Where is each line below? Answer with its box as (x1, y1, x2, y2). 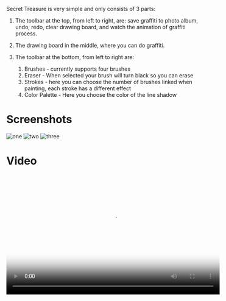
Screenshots (6, 113, 72, 127)
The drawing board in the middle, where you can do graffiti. (15, 42, 165, 49)
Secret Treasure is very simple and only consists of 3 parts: (6, 5, 156, 12)
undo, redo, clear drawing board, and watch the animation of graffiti (15, 24, 186, 30)
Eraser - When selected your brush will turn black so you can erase (24, 72, 194, 79)
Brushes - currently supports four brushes (24, 65, 131, 73)
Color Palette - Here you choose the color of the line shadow (24, 91, 177, 98)
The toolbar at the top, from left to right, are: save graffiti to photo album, (15, 17, 198, 24)
